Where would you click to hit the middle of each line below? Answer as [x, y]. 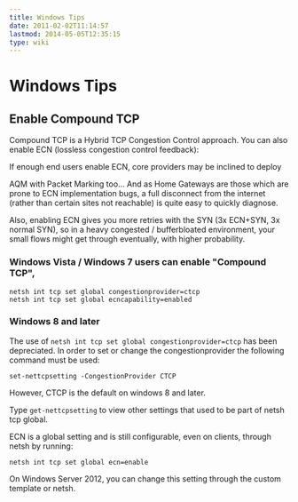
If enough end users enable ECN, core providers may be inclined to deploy [145, 167]
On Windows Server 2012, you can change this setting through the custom [145, 478]
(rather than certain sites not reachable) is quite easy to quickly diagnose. [144, 203]
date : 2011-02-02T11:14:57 [59, 26]
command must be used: [55, 360]
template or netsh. [43, 488]
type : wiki [29, 42]
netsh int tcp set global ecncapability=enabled [101, 299]
